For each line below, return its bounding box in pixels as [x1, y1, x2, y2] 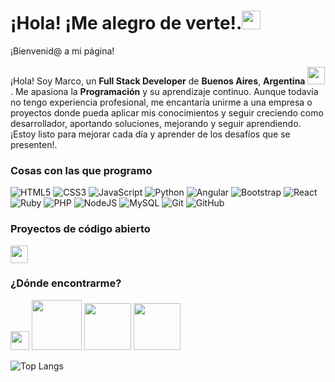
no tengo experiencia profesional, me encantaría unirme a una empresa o [10, 96, 313, 108]
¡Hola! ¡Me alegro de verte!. [10, 12, 243, 35]
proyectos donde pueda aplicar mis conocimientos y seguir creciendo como [10, 106, 324, 119]
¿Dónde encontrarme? [10, 276, 122, 290]
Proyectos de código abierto [10, 222, 151, 236]
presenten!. [10, 138, 58, 150]
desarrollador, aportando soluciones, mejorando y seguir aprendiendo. [10, 117, 302, 129]
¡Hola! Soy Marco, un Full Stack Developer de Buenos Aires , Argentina [10, 75, 306, 87]
